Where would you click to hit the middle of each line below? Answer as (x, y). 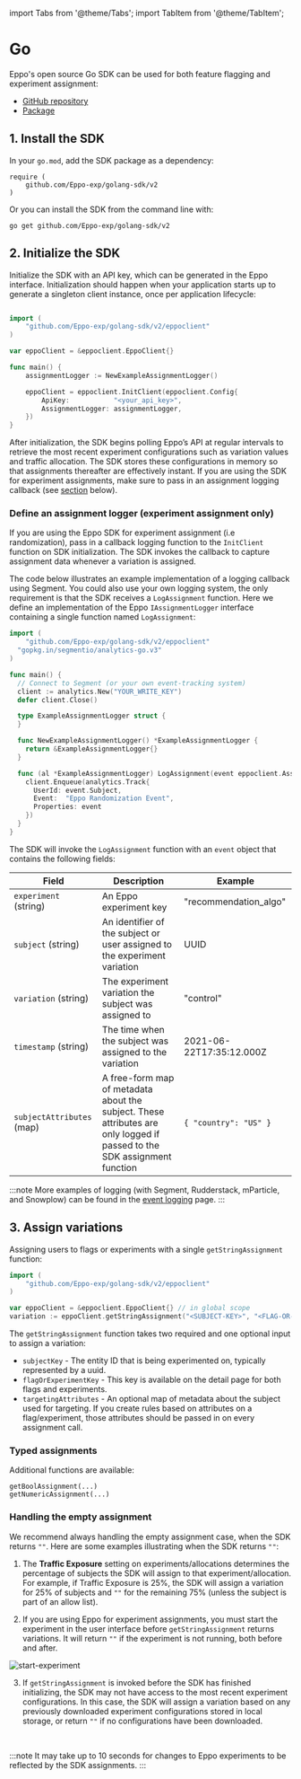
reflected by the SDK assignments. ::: (78, 1765)
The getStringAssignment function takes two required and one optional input (150, 1334)
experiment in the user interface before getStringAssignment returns (148, 1628)
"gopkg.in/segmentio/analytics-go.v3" (90, 650)
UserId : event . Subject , (77, 790)
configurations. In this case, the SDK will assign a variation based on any (156, 1702)
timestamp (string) (52, 1046)
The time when (133, 1029)
